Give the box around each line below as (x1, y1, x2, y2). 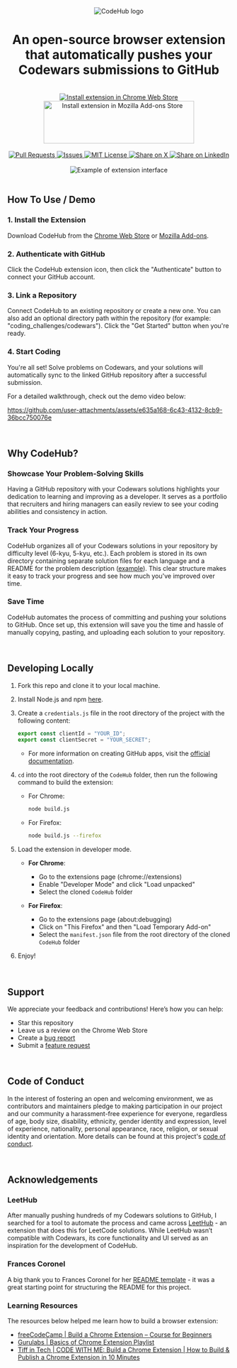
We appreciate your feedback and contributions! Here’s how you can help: (7, 1005, 224, 1013)
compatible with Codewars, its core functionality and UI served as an (7, 1234, 209, 1242)
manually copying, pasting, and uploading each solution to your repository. (7, 628, 225, 636)
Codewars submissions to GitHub (18, 62, 219, 78)
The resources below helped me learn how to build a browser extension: (7, 1317, 219, 1325)
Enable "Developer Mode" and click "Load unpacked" (38, 880, 196, 889)
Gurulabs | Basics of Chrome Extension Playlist (17, 1338, 155, 1347)
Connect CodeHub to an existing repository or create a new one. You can (7, 307, 221, 315)
